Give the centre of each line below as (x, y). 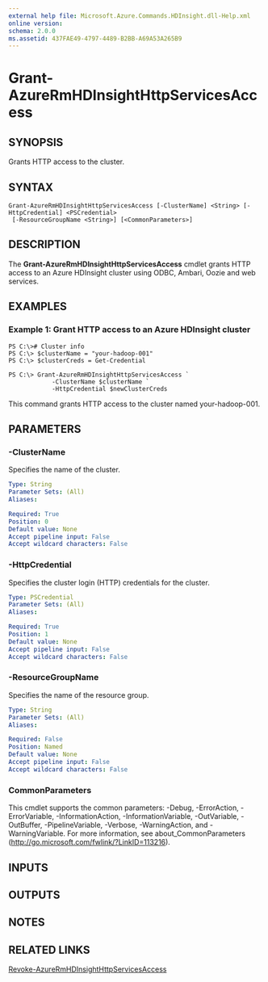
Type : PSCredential (41, 597)
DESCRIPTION (44, 244)
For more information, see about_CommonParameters (157, 833)
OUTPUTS (34, 894)
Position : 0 (28, 522)
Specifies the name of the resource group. (79, 695)
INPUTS (28, 868)
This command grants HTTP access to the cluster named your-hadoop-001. (134, 404)
